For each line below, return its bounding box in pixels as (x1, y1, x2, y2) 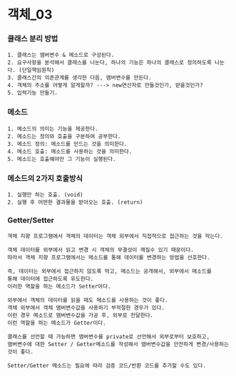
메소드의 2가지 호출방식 (7, 173, 83, 183)
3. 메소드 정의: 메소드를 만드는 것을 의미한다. (7, 140, 128, 147)
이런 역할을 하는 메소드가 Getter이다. (7, 320, 106, 327)
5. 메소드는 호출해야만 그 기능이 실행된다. (7, 155, 116, 162)
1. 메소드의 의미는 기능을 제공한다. (7, 125, 98, 132)
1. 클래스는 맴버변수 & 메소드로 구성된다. (7, 51, 115, 59)
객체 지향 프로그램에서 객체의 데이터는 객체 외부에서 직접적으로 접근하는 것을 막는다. (7, 233, 223, 240)
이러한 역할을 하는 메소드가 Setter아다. (7, 283, 111, 291)
